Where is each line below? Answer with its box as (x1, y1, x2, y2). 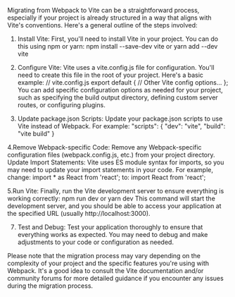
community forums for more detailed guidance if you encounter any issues (7, 274, 224, 282)
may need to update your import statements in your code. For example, (7, 166, 213, 174)
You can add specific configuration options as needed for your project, (17, 86, 223, 94)
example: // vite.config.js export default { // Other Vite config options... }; (17, 78, 229, 87)
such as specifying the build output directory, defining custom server (17, 93, 218, 102)
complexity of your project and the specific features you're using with (7, 259, 210, 267)
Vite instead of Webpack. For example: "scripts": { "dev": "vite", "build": (17, 122, 226, 130)
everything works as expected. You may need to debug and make (17, 231, 208, 238)
